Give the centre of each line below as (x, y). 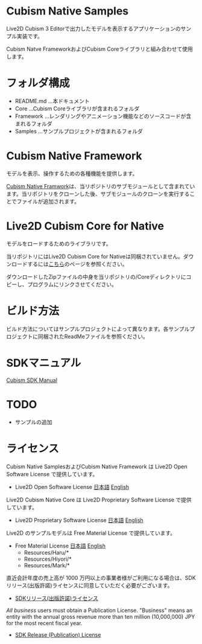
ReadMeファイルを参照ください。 (106, 336)
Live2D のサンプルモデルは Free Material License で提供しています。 (91, 533)
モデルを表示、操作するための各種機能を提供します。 (72, 173)
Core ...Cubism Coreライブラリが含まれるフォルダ (77, 108)
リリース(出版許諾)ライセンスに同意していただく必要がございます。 (90, 585)
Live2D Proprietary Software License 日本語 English (79, 520)
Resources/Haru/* (46, 552)
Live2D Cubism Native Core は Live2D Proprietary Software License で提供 (99, 500)
